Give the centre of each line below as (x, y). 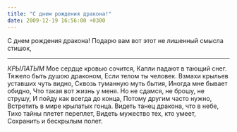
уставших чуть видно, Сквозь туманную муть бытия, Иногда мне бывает (117, 83)
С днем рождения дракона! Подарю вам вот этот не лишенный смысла (115, 40)
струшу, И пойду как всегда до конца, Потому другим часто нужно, (110, 98)
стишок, (19, 48)
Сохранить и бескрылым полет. (55, 121)
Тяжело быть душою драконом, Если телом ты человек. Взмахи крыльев (118, 76)
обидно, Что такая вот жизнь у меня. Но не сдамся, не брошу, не (106, 91)
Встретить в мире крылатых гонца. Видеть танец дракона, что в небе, (113, 106)
